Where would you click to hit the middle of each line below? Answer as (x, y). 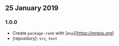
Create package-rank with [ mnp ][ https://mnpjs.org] (63, 33)
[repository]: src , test (35, 38)
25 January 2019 (32, 8)
